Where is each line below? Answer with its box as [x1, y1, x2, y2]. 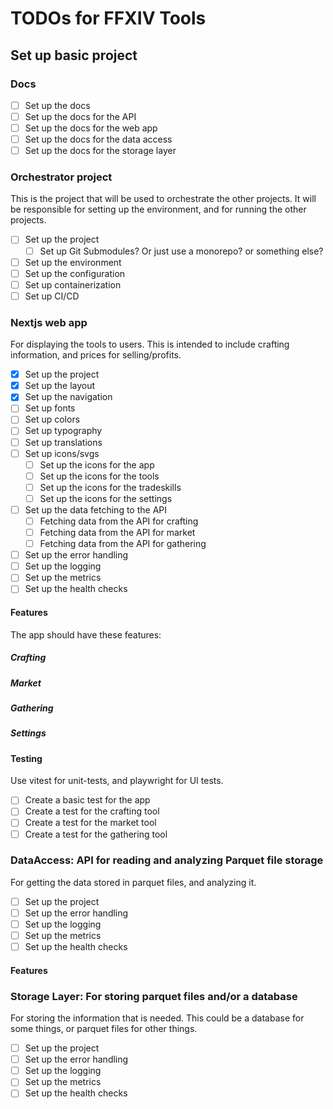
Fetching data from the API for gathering [39, 538, 207, 550]
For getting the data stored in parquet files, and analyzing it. [10, 876, 257, 888]
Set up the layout [24, 380, 96, 392]
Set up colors [24, 413, 81, 426]
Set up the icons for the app [39, 458, 155, 471]
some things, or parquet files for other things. [10, 1023, 198, 1035]
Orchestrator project [10, 170, 113, 184]
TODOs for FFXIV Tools [10, 7, 207, 30]
